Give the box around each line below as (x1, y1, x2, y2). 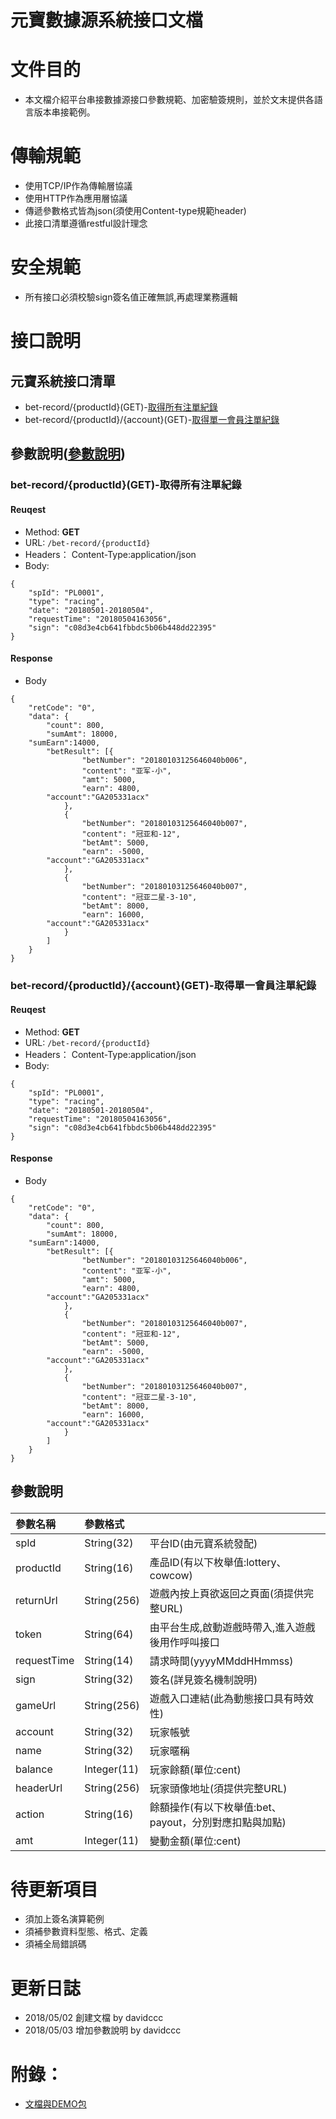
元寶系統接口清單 (10, 372, 116, 390)
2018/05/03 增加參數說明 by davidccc (24, 2024, 182, 2036)
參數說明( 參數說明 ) (10, 446, 126, 463)
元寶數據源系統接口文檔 (10, 9, 204, 32)
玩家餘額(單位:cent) (149, 1763, 242, 1777)
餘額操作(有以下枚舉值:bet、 (149, 1801, 282, 1815)
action (15, 1807, 45, 1821)
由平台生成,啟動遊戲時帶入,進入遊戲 (149, 1621, 316, 1635)
